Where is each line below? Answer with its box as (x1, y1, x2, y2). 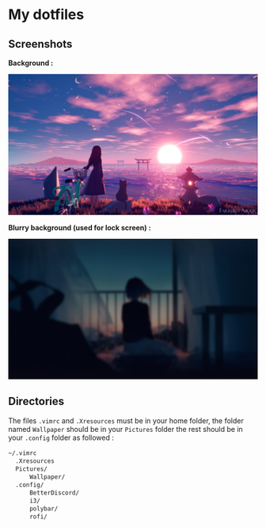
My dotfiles (8, 6, 85, 24)
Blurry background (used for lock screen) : (8, 222, 152, 232)
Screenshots (8, 37, 73, 51)
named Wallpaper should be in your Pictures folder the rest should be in (8, 424, 243, 434)
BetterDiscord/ (28, 488, 80, 497)
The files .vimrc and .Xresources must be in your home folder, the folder (8, 415, 244, 426)
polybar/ (28, 504, 59, 513)
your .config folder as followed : (8, 433, 115, 442)
